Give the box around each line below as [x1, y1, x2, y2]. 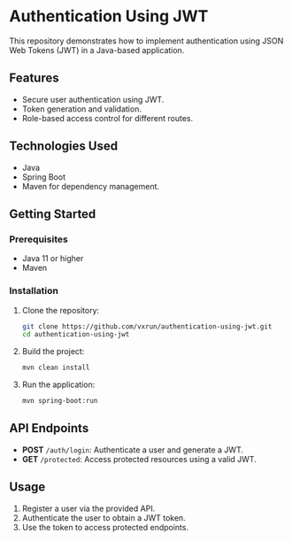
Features [9, 71, 59, 86]
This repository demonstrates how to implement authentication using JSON [9, 35, 284, 46]
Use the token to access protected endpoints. [21, 522, 188, 532]
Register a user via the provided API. [21, 503, 156, 514]
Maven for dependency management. [21, 181, 160, 191]
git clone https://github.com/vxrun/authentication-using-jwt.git [21, 321, 273, 331]
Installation [9, 285, 59, 298]
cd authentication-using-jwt [21, 330, 130, 339]
